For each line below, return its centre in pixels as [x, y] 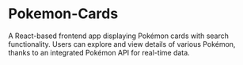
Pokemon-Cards [63, 14]
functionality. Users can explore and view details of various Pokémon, [122, 44]
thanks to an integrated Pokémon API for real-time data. [99, 52]
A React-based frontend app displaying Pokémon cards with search [119, 36]
